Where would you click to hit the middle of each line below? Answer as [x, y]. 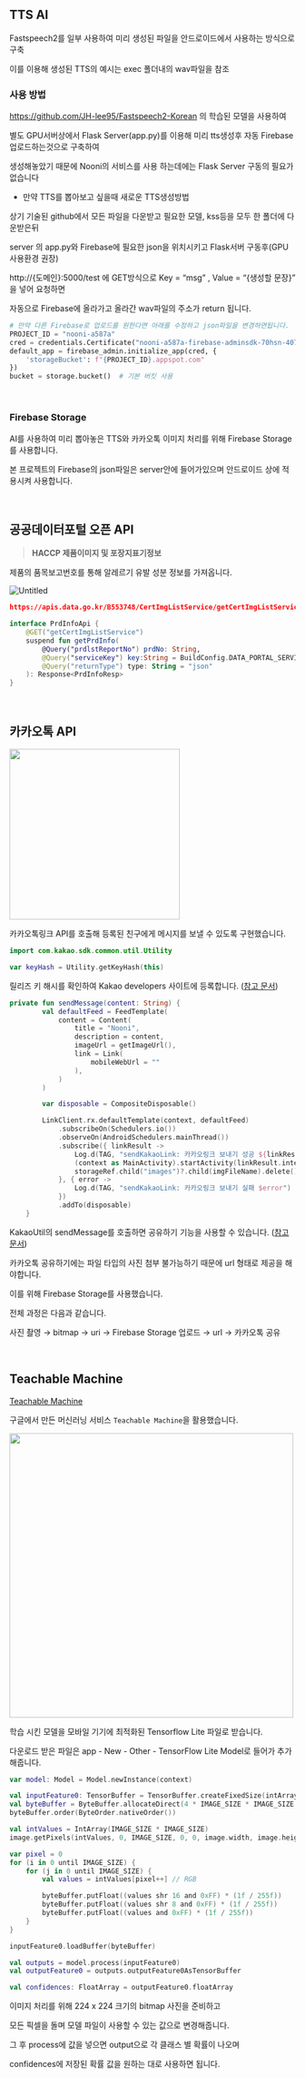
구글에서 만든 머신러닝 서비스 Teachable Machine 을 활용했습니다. [124, 1420]
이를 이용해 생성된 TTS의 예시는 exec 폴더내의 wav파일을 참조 [119, 68]
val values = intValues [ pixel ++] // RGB [119, 1880]
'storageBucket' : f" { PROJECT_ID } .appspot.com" [115, 360]
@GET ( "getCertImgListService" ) [85, 633]
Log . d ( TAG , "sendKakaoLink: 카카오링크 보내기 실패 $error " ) [183, 1188]
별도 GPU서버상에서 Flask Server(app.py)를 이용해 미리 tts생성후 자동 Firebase [152, 136]
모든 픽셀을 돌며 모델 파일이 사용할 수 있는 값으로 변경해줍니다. [119, 2025]
